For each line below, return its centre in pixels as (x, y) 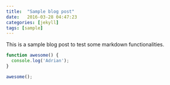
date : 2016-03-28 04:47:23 (42, 17)
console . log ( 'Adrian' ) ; (40, 61)
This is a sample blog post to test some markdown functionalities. (85, 45)
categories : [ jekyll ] (33, 22)
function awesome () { (33, 55)
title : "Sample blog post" (40, 11)
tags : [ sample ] (25, 28)
